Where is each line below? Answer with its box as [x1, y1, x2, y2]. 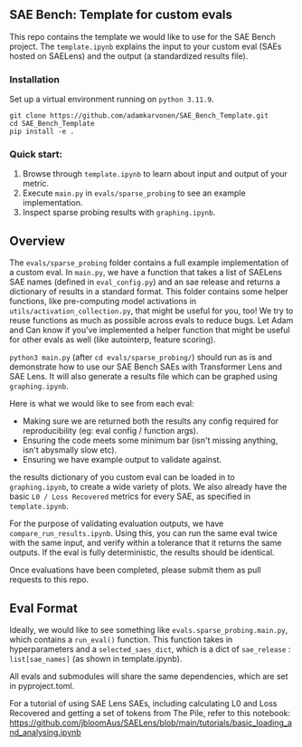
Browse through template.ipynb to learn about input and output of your [22, 168, 288, 179]
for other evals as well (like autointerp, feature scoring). [9, 334, 216, 345]
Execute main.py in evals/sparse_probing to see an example [22, 187, 246, 198]
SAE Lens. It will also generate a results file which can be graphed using [9, 371, 278, 382]
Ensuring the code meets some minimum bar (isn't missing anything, [22, 435, 278, 446]
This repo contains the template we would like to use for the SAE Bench [9, 31, 276, 42]
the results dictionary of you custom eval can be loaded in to [9, 472, 235, 483]
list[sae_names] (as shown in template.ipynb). [9, 654, 183, 665]
